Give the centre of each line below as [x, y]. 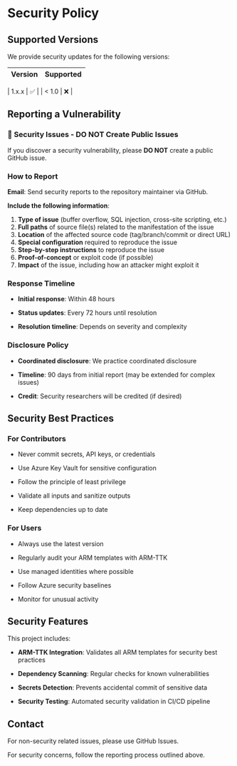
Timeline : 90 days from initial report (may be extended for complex [116, 374]
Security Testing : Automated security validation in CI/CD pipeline [114, 702]
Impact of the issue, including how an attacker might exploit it [108, 265]
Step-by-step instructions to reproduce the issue [91, 250]
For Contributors [37, 438]
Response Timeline [41, 283]
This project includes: [39, 639]
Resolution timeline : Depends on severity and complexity [102, 327]
